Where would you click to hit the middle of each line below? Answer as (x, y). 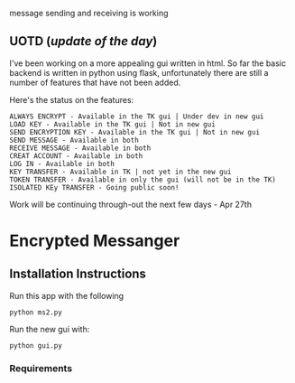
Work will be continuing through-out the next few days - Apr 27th (131, 204)
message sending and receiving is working (89, 13)
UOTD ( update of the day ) (83, 41)
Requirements (41, 368)
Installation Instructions (78, 274)
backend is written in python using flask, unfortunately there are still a (139, 72)
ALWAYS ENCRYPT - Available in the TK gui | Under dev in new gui (137, 117)
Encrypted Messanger (95, 241)
